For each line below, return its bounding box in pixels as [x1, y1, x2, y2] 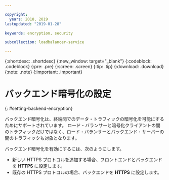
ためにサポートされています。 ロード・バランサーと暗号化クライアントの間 [5, 123, 160, 129]
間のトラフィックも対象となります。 [5, 135, 79, 141]
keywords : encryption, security [5, 31, 73, 36]
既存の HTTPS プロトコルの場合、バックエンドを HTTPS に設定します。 [12, 169, 162, 175]
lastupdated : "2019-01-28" [5, 21, 62, 26]
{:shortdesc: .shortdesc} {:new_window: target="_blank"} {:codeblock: [5, 58, 152, 64]
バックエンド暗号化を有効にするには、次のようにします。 [5, 146, 124, 152]
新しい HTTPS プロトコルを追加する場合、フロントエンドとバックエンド [12, 157, 163, 163]
